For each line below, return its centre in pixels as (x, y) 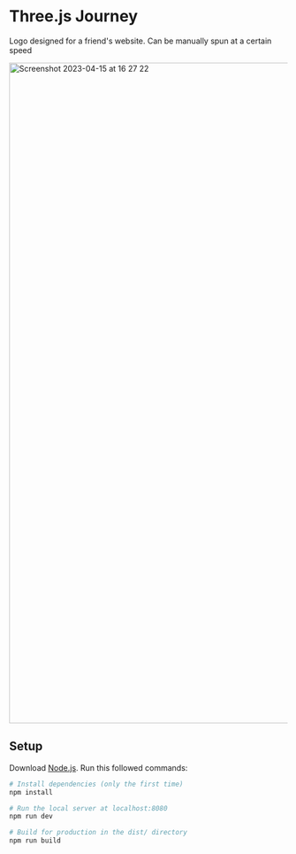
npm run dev (31, 817)
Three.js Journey (74, 16)
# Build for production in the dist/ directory (99, 833)
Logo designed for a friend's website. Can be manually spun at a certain (140, 41)
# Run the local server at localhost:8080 (88, 808)
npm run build (35, 841)
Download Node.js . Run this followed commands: (99, 767)
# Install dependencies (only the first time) (96, 784)
